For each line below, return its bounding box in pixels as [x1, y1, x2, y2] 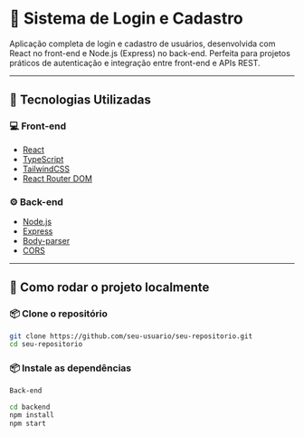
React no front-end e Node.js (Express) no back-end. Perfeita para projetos [9, 47, 291, 58]
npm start [9, 419, 47, 429]
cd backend [9, 403, 51, 412]
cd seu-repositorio [9, 340, 83, 349]
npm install [9, 411, 54, 420]
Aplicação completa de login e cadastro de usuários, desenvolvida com [9, 38, 276, 49]
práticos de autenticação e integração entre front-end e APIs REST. [9, 57, 261, 68]
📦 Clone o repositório [9, 307, 109, 320]
